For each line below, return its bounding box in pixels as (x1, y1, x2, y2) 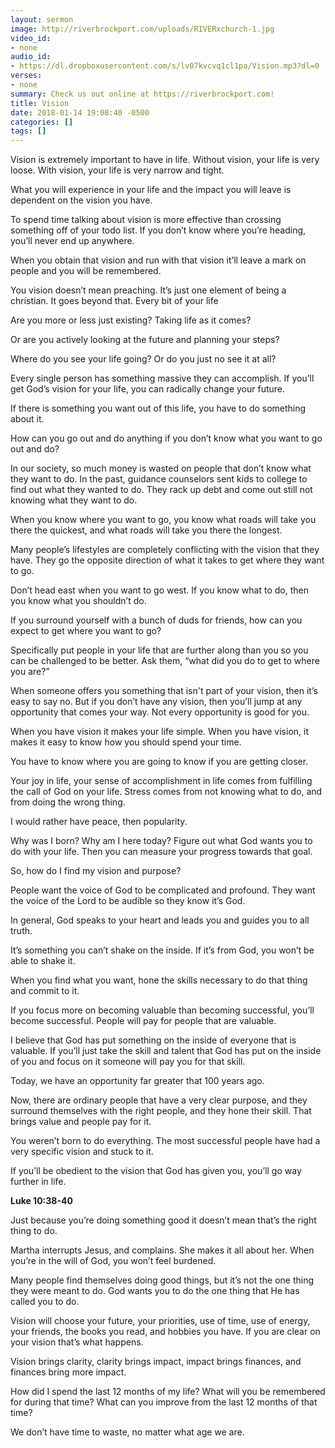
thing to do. (10, 1225, 58, 1237)
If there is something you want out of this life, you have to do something (10, 402, 307, 415)
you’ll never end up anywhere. (10, 235, 135, 247)
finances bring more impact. (10, 1366, 127, 1378)
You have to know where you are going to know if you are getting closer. (10, 756, 309, 768)
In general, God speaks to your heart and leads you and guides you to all (10, 914, 310, 926)
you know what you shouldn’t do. (10, 595, 147, 607)
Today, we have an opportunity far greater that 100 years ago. (10, 1075, 265, 1087)
